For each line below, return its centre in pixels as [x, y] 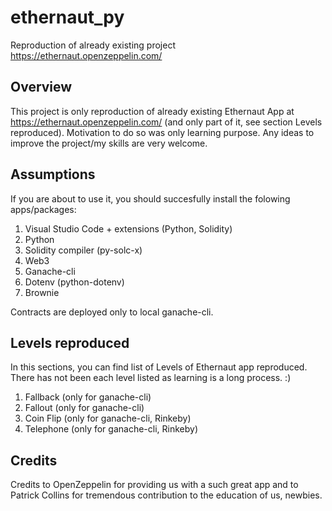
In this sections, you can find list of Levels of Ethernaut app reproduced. [159, 367]
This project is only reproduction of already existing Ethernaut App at [152, 111]
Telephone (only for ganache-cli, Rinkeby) [111, 429]
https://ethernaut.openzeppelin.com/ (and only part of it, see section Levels [166, 122]
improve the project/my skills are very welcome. [109, 143]
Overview [41, 87]
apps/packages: [43, 209]
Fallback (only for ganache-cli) [88, 397]
